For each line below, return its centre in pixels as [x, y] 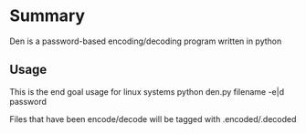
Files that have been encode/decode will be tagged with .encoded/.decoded [153, 119]
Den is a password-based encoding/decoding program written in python [146, 41]
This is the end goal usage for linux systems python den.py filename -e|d [147, 91]
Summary [47, 16]
